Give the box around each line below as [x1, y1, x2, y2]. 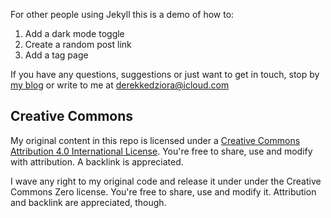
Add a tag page [24, 49, 89, 61]
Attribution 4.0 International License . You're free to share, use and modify [10, 145, 313, 157]
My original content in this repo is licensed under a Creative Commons [10, 134, 301, 146]
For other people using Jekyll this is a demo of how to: [10, 9, 235, 20]
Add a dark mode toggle [24, 28, 125, 39]
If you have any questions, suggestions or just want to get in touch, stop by [10, 69, 320, 80]
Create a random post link [24, 39, 132, 50]
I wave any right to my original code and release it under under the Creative [10, 175, 322, 187]
